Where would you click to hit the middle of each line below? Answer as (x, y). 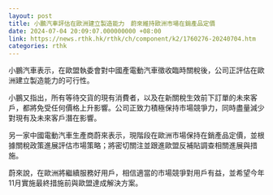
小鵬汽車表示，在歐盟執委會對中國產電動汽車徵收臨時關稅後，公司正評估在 (133, 71)
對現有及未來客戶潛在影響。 (55, 118)
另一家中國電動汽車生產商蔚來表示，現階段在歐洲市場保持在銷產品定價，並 (133, 136)
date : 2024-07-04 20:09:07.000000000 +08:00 (85, 31)
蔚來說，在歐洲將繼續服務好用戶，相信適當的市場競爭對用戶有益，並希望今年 (136, 173)
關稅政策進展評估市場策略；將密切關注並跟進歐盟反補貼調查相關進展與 (132, 145)
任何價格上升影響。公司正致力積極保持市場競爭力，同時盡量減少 (158, 108)
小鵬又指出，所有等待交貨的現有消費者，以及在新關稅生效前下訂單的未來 (129, 97)
